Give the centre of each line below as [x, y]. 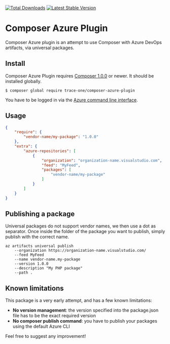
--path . [24, 273]
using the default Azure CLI [41, 326]
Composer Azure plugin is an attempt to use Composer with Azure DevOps [84, 42]
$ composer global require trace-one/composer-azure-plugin [70, 90]
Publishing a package [40, 214]
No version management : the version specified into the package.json [86, 310]
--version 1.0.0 [32, 264]
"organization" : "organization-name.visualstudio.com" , [102, 160]
